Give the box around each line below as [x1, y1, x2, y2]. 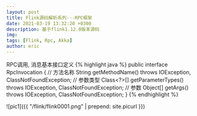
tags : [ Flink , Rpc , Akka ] [6, 37, 72, 44]
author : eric [6, 44, 40, 50]
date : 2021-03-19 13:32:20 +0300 [6, 20, 92, 26]
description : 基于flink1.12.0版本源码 [6, 26, 100, 33]
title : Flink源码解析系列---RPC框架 [6, 15, 92, 21]
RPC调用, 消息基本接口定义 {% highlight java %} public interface [6, 61, 168, 68]
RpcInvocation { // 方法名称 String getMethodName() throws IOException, [6, 68, 191, 75]
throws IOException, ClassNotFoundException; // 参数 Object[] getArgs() [6, 83, 189, 91]
